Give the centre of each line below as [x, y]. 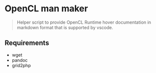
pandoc [20, 60]
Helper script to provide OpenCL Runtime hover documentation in [84, 22]
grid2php [21, 65]
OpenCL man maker [46, 9]
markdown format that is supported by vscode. [65, 27]
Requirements [27, 43]
